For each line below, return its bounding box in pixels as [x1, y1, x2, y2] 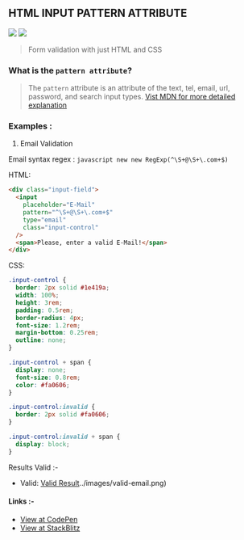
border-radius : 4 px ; [15, 314, 85, 322]
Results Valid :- [8, 462, 59, 472]
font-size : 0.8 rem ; [15, 373, 81, 382]
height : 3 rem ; [15, 298, 63, 306]
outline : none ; [15, 336, 67, 344]
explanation [27, 100, 67, 110]
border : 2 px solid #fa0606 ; [15, 411, 110, 419]
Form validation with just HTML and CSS [27, 44, 163, 54]
